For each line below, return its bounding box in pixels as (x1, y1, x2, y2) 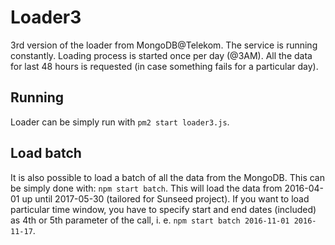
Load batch (10, 145, 82, 162)
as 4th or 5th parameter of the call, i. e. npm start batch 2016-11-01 (10, 214, 290, 226)
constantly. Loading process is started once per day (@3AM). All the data (10, 49, 313, 61)
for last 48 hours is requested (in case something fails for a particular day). (10, 60, 319, 72)
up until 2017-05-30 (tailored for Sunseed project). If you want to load (21, 192, 310, 205)
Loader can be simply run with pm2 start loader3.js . (10, 116, 230, 128)
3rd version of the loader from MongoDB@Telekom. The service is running (10, 39, 318, 51)
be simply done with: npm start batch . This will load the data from (10, 182, 283, 194)
